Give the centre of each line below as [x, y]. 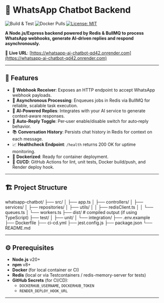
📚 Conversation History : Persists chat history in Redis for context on [82, 132]
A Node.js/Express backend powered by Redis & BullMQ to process [74, 33]
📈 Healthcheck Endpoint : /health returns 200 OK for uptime [74, 144]
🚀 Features [22, 78]
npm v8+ [21, 265]
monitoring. [24, 151]
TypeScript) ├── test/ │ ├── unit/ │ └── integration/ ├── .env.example [78, 217]
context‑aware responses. [38, 116]
